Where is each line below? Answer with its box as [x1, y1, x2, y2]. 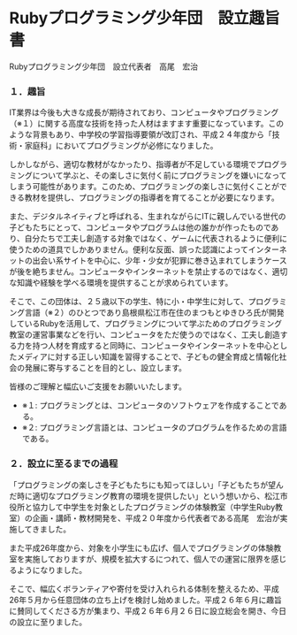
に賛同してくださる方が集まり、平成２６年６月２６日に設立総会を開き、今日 [9, 605, 287, 616]
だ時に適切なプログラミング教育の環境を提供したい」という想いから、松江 [9, 490, 280, 501]
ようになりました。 [16, 564, 87, 575]
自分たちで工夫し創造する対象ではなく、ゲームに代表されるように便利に [24, 233, 288, 244]
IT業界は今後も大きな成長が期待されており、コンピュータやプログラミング [9, 107, 279, 118]
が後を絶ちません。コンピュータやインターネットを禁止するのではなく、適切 [9, 266, 288, 277]
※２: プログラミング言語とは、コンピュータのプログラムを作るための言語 [21, 422, 287, 433]
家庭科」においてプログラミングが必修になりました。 [24, 141, 218, 151]
